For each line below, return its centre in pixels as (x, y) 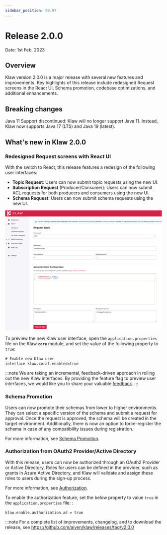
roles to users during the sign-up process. (48, 478)
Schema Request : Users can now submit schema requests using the (83, 198)
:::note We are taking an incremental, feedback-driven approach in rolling (80, 373)
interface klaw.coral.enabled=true (42, 364)
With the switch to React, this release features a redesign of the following (80, 167)
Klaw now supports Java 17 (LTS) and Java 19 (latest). (60, 126)
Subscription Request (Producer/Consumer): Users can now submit (82, 187)
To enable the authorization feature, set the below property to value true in (82, 498)
